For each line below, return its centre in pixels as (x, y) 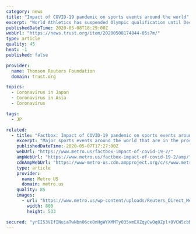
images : (26, 195)
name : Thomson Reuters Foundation (53, 71)
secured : (17, 222)
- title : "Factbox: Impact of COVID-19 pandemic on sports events (94, 135)
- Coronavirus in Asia (39, 98)
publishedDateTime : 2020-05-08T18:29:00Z (57, 28)
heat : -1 (17, 50)
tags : (13, 114)
